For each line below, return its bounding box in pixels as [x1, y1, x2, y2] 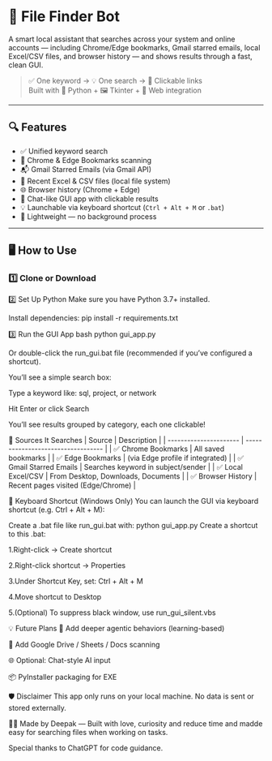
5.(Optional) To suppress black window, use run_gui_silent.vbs [8, 608, 216, 617]
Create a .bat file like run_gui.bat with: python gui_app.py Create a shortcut [8, 521, 258, 531]
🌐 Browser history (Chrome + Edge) [19, 184, 140, 194]
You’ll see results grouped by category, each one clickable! [8, 419, 206, 429]
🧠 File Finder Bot [8, 7, 120, 26]
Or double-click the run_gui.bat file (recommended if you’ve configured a [8, 348, 253, 358]
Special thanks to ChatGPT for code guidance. [8, 743, 164, 753]
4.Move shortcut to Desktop [8, 592, 102, 602]
